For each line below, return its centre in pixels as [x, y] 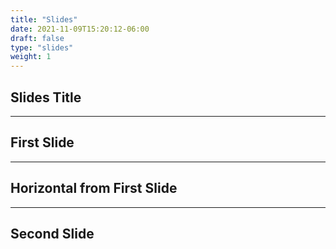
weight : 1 [31, 57]
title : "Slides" [44, 19]
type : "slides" [42, 47]
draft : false [37, 38]
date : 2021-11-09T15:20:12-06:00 [80, 29]
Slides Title [46, 97]
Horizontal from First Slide [94, 188]
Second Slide [52, 233]
